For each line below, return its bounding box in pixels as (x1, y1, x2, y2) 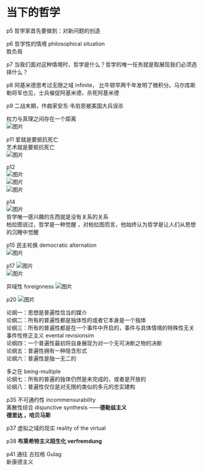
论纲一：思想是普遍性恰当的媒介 (6, 309, 87, 316)
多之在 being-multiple (6, 367, 61, 375)
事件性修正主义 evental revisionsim (6, 331, 94, 339)
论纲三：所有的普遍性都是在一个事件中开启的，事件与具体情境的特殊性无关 (6, 324, 194, 331)
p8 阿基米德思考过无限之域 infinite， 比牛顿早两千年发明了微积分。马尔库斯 (6, 81, 196, 89)
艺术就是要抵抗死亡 (6, 143, 55, 151)
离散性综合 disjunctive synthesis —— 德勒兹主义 (6, 404, 127, 411)
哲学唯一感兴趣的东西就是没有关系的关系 (6, 213, 109, 220)
